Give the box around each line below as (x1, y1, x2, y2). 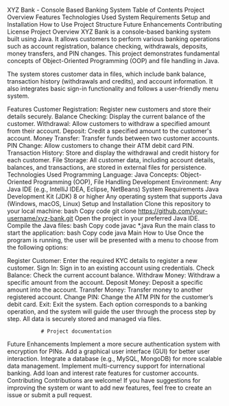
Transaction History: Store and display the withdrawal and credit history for (7, 149, 219, 157)
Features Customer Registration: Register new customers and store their (7, 105, 211, 113)
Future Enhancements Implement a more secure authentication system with (7, 340, 221, 348)
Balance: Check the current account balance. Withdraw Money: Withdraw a (7, 271, 221, 279)
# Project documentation (40, 328, 112, 335)
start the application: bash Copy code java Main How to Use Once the (7, 229, 204, 237)
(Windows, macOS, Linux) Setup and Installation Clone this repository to (7, 200, 211, 207)
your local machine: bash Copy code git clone (7, 207, 137, 215)
